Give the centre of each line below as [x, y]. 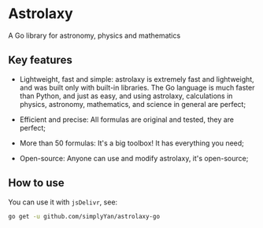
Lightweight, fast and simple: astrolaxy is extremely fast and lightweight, [137, 79]
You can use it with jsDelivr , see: [63, 202]
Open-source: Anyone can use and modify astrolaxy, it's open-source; [134, 158]
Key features [40, 60]
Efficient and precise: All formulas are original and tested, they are [127, 120]
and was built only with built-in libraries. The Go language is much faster [137, 87]
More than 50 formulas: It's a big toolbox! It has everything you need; [131, 143]
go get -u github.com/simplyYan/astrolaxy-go [84, 216]
